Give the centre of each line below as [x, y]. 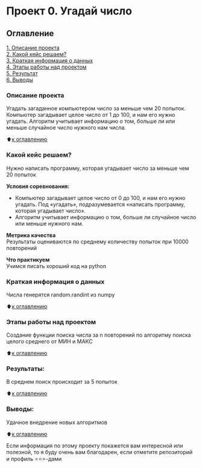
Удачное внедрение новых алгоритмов [57, 422]
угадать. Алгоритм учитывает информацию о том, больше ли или [91, 121]
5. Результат [22, 73]
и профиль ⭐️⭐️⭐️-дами [34, 458]
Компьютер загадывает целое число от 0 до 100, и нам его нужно [100, 198]
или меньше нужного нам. [49, 223]
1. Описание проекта [33, 48]
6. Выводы [20, 80]
